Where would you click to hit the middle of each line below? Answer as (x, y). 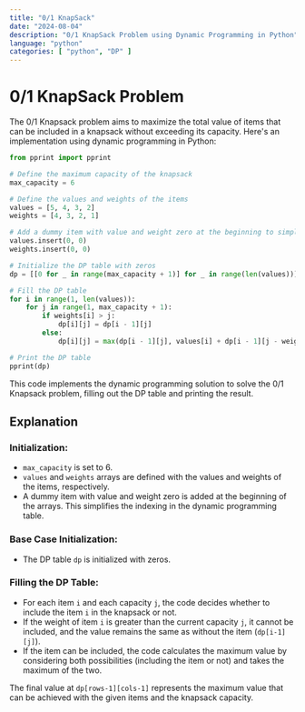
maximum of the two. (62, 670)
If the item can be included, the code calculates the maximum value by (155, 650)
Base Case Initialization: (64, 539)
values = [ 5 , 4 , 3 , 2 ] (52, 207)
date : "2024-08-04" (46, 26)
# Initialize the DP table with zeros (83, 266)
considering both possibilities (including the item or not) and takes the (153, 660)
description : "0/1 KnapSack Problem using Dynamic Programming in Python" (154, 35)
